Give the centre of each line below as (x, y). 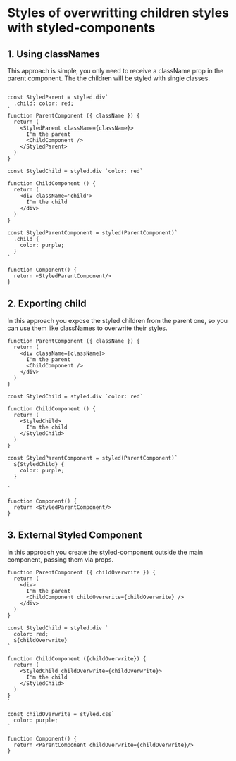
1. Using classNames (54, 54)
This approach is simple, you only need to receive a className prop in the (116, 71)
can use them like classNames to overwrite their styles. (87, 328)
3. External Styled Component (75, 535)
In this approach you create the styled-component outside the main (105, 552)
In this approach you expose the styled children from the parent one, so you (117, 320)
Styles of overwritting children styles (118, 13)
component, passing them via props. (61, 559)
